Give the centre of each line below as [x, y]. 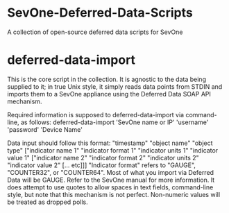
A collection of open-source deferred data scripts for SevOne [95, 32]
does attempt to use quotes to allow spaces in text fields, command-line [110, 187]
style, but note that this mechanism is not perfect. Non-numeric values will [114, 194]
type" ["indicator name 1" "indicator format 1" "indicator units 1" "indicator [113, 150]
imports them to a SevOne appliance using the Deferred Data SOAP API [109, 94]
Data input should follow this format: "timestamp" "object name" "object [110, 143]
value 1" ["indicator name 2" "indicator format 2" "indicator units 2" [103, 157]
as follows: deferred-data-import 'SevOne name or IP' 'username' [114, 122]
